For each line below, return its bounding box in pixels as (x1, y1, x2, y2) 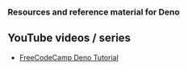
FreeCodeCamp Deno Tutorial (19, 52, 119, 62)
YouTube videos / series (7, 31, 131, 45)
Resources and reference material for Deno (7, 6, 181, 18)
